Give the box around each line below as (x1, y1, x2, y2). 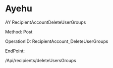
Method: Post (5, 29, 33, 34)
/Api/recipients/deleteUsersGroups (5, 57, 76, 63)
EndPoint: (5, 48, 25, 54)
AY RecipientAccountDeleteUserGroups (5, 19, 86, 25)
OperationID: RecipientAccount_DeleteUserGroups (5, 38, 109, 44)
